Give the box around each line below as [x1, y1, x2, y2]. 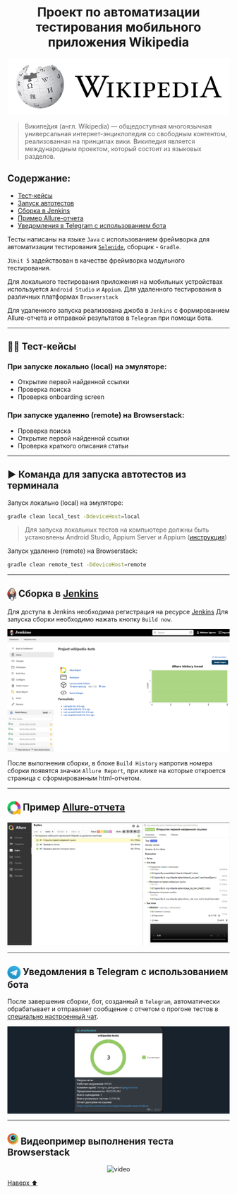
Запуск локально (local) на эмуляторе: [7, 499, 123, 507]
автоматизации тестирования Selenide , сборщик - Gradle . [7, 242, 181, 251]
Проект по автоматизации [37, 4, 200, 20]
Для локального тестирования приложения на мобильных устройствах [7, 277, 224, 286]
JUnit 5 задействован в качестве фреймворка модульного [7, 256, 186, 265]
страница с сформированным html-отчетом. [7, 774, 142, 782]
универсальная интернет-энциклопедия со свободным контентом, [24, 129, 227, 138]
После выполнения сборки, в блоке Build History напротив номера [7, 758, 213, 767]
